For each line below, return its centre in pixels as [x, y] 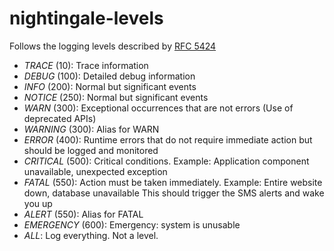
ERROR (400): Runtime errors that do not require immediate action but [168, 139]
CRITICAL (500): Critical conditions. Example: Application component [166, 161]
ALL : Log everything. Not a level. [91, 235]
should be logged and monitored [91, 150]
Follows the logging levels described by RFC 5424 [113, 46]
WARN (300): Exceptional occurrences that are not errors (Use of [158, 108]
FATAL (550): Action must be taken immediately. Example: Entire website [173, 182]
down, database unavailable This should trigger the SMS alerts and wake [174, 193]
